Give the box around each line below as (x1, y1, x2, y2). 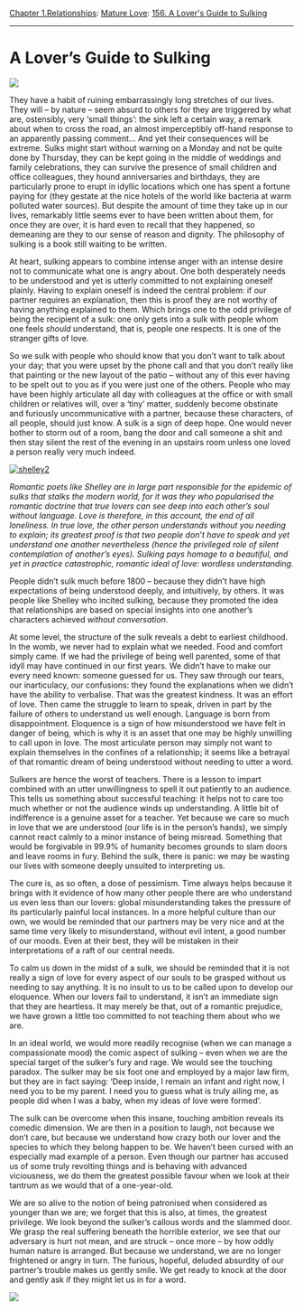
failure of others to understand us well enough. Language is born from (9, 708, 271, 719)
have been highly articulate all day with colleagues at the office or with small (9, 389, 293, 399)
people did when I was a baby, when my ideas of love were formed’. (9, 1095, 262, 1106)
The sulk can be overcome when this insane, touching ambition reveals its (9, 1112, 284, 1123)
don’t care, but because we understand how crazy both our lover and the (9, 1131, 281, 1142)
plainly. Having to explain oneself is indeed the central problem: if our (9, 285, 267, 295)
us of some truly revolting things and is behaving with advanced (9, 1160, 248, 1171)
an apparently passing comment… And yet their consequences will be (9, 133, 269, 144)
